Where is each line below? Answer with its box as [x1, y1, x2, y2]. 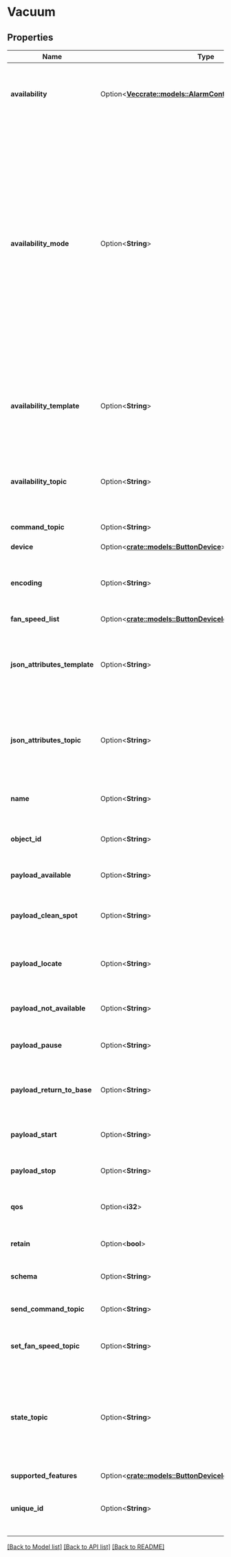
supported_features [10, 1471, 78, 1480]
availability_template [10, 401, 80, 410]
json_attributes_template [10, 660, 94, 669]
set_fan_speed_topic [10, 1341, 80, 1351]
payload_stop [10, 1166, 56, 1175]
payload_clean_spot [10, 911, 78, 920]
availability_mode [10, 239, 69, 248]
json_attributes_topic [10, 736, 81, 744]
